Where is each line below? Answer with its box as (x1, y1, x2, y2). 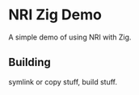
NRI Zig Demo (8, 6, 103, 24)
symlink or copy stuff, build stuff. (8, 76, 117, 86)
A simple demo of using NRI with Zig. (8, 32, 132, 42)
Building (8, 56, 51, 69)
